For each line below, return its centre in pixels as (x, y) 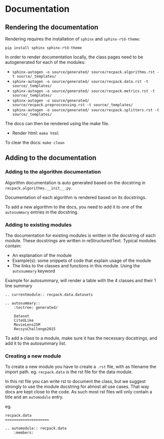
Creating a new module (33, 356)
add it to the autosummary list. (36, 343)
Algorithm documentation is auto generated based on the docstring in (75, 182)
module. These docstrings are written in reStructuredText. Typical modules (81, 240)
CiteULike (24, 320)
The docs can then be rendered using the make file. (57, 123)
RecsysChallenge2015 (35, 329)
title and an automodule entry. (34, 397)
